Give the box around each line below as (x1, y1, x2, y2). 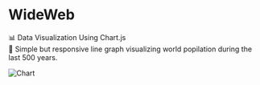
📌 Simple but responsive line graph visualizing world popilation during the (8, 44, 252, 54)
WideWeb (8, 6, 75, 24)
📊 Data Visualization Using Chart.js (8, 32, 126, 42)
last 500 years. (8, 52, 58, 62)
